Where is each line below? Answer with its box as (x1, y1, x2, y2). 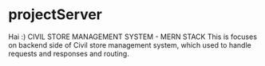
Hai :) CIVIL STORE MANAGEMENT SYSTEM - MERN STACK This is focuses (8, 32, 258, 41)
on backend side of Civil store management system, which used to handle (8, 40, 251, 49)
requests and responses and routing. (8, 49, 129, 58)
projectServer (8, 6, 102, 24)
